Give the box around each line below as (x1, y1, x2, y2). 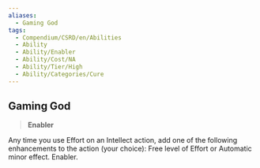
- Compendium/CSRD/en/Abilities (15, 33, 122, 42)
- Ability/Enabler (15, 48, 77, 56)
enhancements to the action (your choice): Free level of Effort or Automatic (8, 144, 253, 154)
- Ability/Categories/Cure (15, 70, 104, 78)
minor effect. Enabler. (8, 152, 78, 162)
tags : (8, 26, 26, 34)
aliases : (8, 11, 37, 20)
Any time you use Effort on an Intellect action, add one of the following (8, 136, 238, 145)
